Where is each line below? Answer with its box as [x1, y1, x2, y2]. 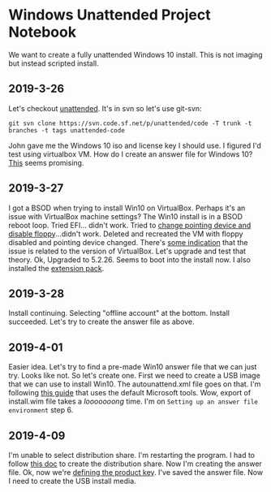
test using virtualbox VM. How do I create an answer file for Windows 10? [8, 149, 253, 159]
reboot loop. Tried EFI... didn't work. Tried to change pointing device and [8, 220, 252, 230]
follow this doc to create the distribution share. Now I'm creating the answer [8, 459, 262, 468]
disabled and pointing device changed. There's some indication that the [8, 237, 249, 247]
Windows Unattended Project [8, 6, 211, 24]
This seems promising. [8, 158, 84, 167]
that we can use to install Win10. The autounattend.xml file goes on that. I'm [8, 379, 261, 389]
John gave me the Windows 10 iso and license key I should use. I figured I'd [8, 140, 261, 150]
